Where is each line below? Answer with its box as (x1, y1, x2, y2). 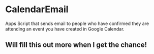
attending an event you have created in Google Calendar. (5, 25, 125, 32)
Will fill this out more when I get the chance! (5, 41, 147, 49)
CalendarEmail (5, 4, 69, 15)
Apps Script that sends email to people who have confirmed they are (5, 20, 149, 26)
